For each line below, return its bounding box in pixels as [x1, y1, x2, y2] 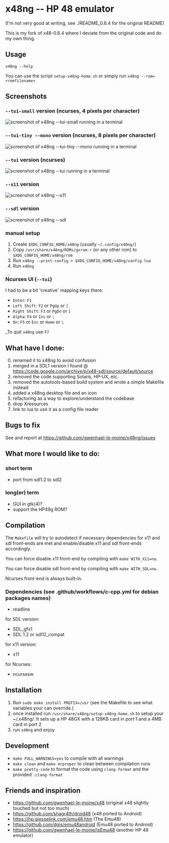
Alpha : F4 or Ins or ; [12, 313, 55, 320]
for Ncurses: [5, 661, 32, 667]
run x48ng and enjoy [12, 726, 55, 732]
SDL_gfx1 [12, 625, 33, 632]
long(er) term [5, 489, 39, 496]
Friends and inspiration [5, 786, 81, 795]
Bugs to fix [5, 421, 40, 430]
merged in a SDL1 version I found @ [12, 363, 88, 369]
